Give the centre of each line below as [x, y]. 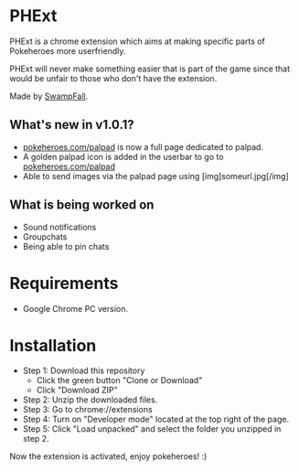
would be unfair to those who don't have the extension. [113, 78]
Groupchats [45, 236]
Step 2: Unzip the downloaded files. [90, 400]
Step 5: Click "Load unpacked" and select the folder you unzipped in [152, 429]
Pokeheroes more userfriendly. [68, 50]
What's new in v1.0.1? [72, 125]
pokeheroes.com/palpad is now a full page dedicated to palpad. [143, 146]
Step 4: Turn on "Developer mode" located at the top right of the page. [156, 419]
